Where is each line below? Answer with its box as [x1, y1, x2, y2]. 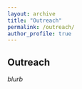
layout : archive [7, 10, 56, 18]
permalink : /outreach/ [7, 23, 75, 30]
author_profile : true [7, 30, 72, 37]
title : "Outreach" [7, 17, 62, 24]
